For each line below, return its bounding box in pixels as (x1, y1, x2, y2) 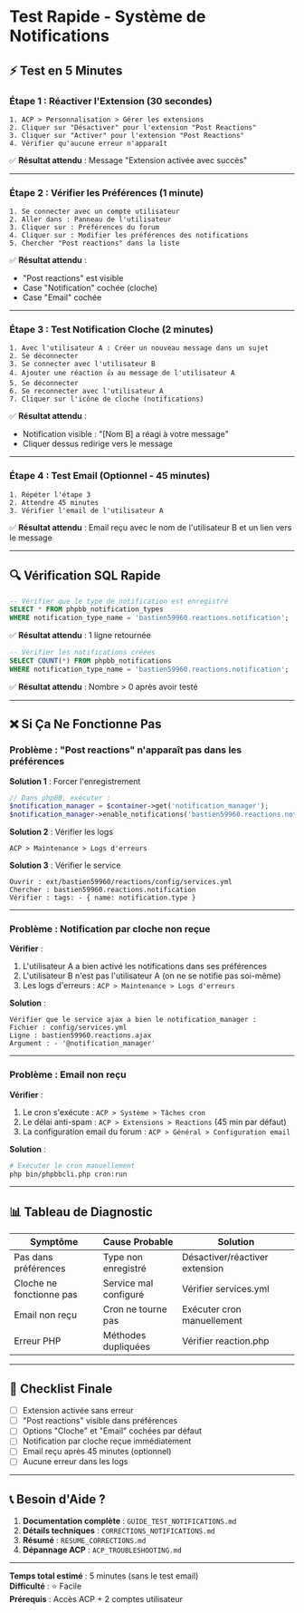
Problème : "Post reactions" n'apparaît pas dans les (9, 743, 242, 756)
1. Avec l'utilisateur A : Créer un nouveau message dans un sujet (9, 344, 270, 353)
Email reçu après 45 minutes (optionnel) (22, 1446, 172, 1457)
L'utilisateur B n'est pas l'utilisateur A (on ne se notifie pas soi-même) (22, 970, 281, 981)
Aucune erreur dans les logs (22, 1456, 128, 1467)
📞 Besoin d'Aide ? (9, 1492, 106, 1507)
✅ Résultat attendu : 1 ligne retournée (9, 630, 151, 641)
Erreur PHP (14, 1335, 62, 1347)
